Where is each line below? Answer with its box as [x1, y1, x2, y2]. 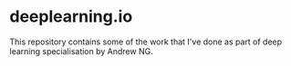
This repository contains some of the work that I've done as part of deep [9, 36, 283, 47]
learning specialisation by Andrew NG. [9, 45, 153, 56]
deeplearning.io [9, 6, 133, 27]
